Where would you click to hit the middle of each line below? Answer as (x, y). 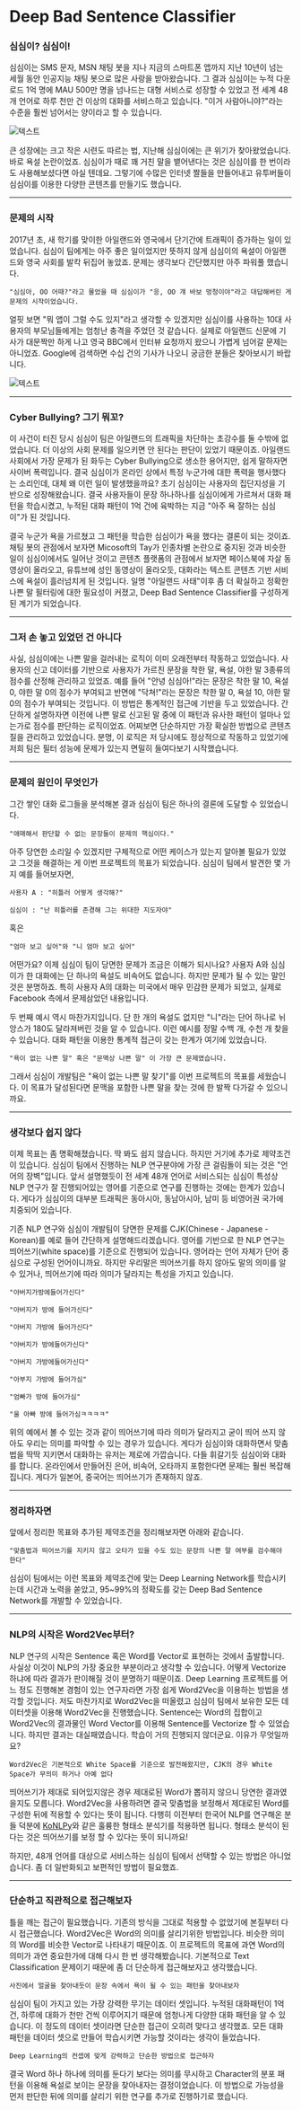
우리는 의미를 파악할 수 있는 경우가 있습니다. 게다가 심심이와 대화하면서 (149, 1443)
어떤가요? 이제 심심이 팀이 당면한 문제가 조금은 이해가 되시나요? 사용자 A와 (139, 964)
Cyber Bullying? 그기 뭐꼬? (66, 417)
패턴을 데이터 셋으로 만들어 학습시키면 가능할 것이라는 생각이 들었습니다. (135, 2037)
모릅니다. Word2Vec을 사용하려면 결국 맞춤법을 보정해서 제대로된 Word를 (161, 1803)
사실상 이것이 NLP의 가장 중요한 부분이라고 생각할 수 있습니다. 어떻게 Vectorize (148, 1667)
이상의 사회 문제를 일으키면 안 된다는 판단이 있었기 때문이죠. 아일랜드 (172, 450)
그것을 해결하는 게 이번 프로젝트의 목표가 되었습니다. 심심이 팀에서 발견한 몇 (150, 862)
